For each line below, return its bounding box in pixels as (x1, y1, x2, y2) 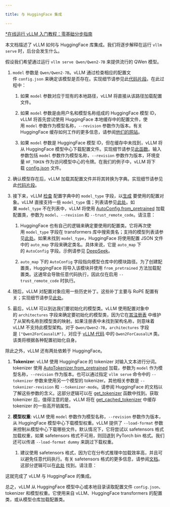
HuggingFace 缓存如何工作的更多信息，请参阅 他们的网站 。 (20, 129, 143, 135)
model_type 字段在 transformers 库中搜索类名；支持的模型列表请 (26, 229, 159, 235)
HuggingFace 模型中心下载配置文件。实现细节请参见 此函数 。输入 (26, 146, 162, 152)
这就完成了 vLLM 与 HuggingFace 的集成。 (5, 473, 95, 479)
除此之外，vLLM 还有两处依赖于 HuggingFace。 (5, 348, 105, 354)
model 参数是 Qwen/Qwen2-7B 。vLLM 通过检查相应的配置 (12, 69, 126, 75)
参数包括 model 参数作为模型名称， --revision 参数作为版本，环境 (20, 152, 156, 158)
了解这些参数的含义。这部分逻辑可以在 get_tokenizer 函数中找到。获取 (12, 390, 159, 396)
